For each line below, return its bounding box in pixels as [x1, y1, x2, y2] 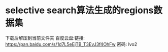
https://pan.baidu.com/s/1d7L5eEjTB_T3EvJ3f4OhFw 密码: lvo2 [5, 41, 138, 47]
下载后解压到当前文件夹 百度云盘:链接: [5, 35, 85, 41]
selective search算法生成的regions [5, 5, 154, 16]
